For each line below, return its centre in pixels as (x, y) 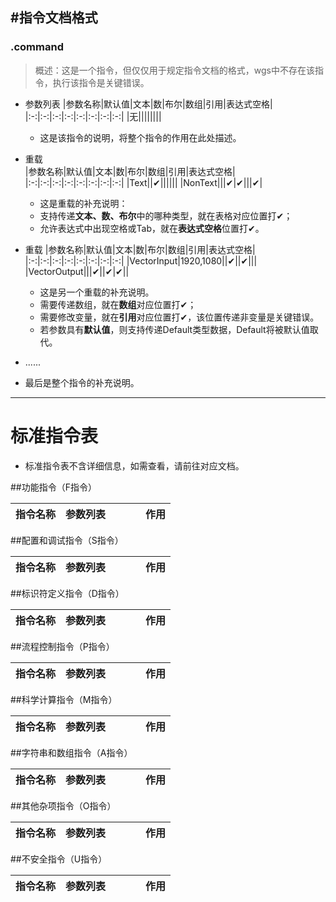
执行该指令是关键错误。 (101, 82)
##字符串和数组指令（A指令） (71, 752)
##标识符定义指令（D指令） (67, 593)
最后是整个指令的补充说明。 (82, 382)
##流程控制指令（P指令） (62, 646)
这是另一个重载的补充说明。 (97, 292)
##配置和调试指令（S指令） (67, 540)
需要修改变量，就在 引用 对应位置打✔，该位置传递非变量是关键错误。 (179, 317)
